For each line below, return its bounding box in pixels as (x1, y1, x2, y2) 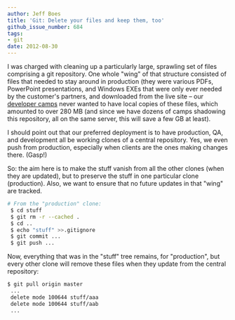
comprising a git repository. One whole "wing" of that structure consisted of (7, 70, 227, 78)
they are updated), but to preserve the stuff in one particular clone (7, 172, 199, 180)
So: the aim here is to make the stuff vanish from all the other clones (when (7, 165, 224, 172)
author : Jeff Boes (7, 10, 61, 18)
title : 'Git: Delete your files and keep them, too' (7, 17, 165, 24)
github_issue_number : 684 (7, 23, 83, 30)
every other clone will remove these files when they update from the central (7, 260, 227, 268)
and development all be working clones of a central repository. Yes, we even (7, 136, 228, 144)
